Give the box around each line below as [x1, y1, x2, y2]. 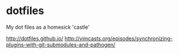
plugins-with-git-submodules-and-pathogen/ [6, 41, 116, 48]
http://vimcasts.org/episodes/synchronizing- [64, 35, 173, 42]
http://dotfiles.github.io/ [6, 35, 63, 42]
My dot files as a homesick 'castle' [6, 23, 90, 31]
